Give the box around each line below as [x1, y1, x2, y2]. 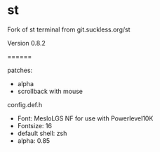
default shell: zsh [17, 129, 67, 137]
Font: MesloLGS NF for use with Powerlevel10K [17, 114, 154, 123]
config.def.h [7, 100, 43, 109]
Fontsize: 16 [17, 121, 53, 130]
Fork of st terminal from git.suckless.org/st [7, 25, 131, 34]
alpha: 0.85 [17, 136, 51, 145]
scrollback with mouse [17, 87, 83, 95]
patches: [7, 66, 33, 74]
